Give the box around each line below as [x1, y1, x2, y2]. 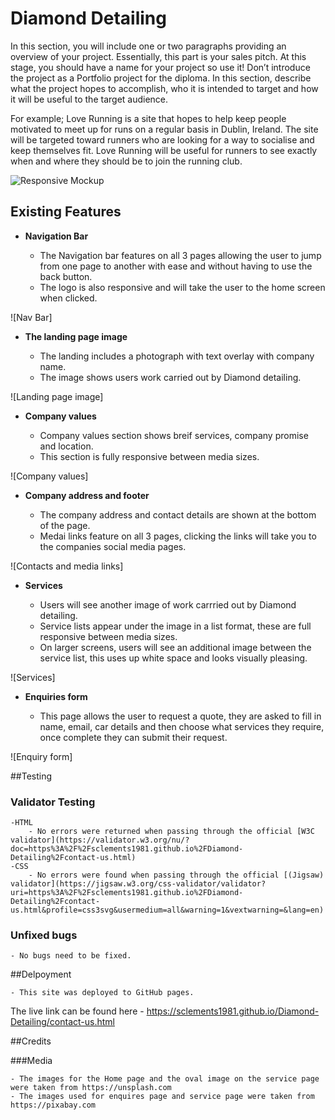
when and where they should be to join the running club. [10, 155, 243, 167]
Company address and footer [24, 489, 150, 501]
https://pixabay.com [10, 1100, 97, 1111]
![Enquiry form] [10, 750, 73, 762]
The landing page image [24, 330, 128, 342]
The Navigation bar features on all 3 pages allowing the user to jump [39, 249, 322, 261]
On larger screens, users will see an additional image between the [39, 641, 312, 653]
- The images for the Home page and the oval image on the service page [10, 1074, 320, 1084]
